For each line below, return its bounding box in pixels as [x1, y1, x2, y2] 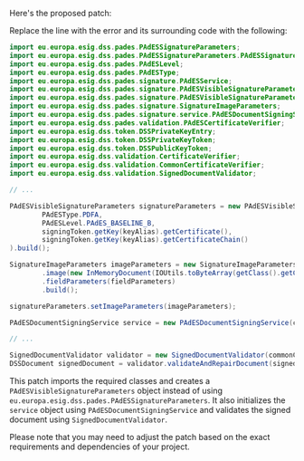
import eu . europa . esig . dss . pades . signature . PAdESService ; [9, 76, 233, 85]
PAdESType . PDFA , [42, 210, 103, 219]
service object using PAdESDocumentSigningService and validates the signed [9, 405, 291, 415]
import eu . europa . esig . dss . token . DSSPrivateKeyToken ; [9, 135, 217, 144]
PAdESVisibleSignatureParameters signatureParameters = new [9, 201, 242, 211]
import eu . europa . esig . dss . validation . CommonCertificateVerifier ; [9, 160, 265, 170]
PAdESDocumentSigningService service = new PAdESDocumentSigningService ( [9, 318, 294, 327]
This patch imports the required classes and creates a [9, 376, 211, 386]
